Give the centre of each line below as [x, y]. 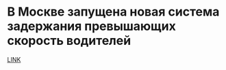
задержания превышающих [91, 26]
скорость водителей [69, 41]
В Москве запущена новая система [113, 12]
